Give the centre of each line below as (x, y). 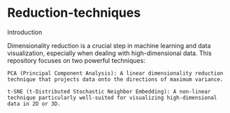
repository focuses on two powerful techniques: (76, 60)
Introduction (25, 32)
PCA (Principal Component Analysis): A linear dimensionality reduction (115, 73)
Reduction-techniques (74, 13)
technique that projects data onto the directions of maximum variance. (115, 79)
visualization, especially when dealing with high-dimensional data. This (109, 53)
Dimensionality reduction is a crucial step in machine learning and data (109, 45)
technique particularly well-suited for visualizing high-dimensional (112, 98)
